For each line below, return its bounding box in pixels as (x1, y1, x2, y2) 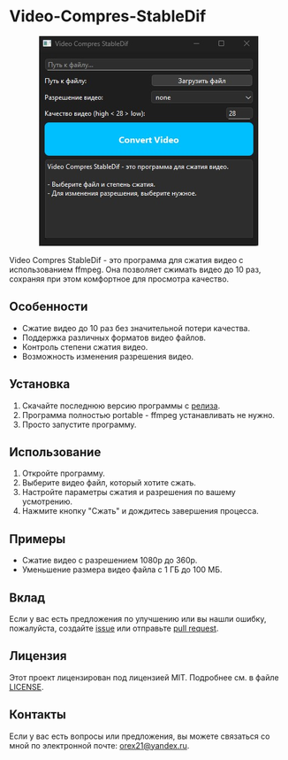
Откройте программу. (21, 468, 106, 479)
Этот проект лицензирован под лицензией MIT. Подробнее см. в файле (9, 671, 280, 683)
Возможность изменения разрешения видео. (21, 351, 194, 361)
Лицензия (9, 648, 67, 663)
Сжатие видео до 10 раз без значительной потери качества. (21, 322, 250, 333)
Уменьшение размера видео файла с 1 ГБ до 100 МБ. (21, 564, 223, 575)
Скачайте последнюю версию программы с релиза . (21, 400, 221, 411)
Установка (9, 376, 71, 392)
